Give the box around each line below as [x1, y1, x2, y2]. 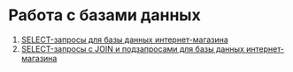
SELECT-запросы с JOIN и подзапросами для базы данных [20, 43, 245, 54]
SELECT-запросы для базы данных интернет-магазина [20, 34, 229, 45]
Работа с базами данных [8, 5, 201, 25]
